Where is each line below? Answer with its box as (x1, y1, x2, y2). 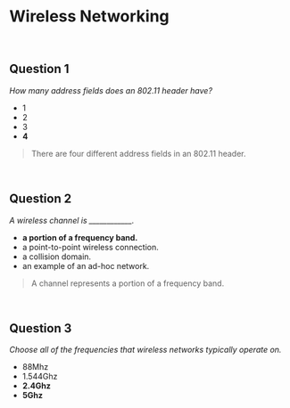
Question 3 (9, 321, 72, 336)
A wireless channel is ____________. (9, 215, 135, 225)
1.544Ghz (21, 371, 58, 382)
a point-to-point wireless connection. (21, 241, 159, 252)
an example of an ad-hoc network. (21, 260, 150, 271)
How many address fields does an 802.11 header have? (9, 85, 212, 95)
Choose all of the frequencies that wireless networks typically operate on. (9, 345, 282, 355)
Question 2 (9, 192, 72, 207)
